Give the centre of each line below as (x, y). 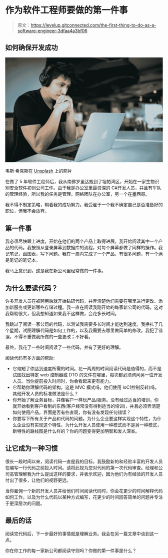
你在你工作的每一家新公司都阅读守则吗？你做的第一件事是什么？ (71, 550)
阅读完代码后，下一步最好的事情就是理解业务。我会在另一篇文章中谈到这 (79, 533)
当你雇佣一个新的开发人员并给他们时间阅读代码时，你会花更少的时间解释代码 (84, 490)
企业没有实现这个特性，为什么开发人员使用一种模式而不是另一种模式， (89, 425)
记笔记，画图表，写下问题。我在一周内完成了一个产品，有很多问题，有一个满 (84, 254)
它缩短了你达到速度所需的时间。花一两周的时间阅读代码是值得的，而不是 (87, 369)
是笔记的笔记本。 (23, 260)
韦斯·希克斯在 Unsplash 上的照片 (39, 171)
